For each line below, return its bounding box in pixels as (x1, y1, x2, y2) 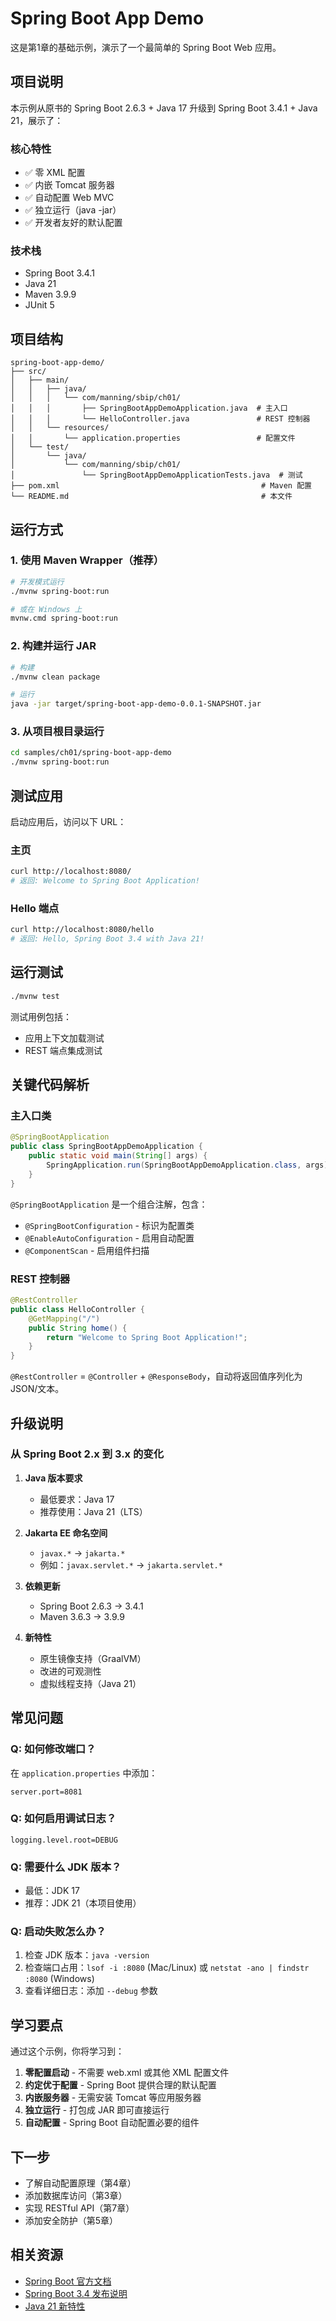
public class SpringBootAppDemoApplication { (10, 1142, 203, 1152)
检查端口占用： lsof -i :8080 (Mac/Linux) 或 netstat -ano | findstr (24, 1962, 310, 1974)
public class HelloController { (10, 1304, 145, 1314)
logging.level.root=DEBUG (10, 1835, 118, 1845)
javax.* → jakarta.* (39, 1547, 126, 1559)
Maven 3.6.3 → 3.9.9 (39, 1610, 125, 1622)
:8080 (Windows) (24, 1973, 95, 1985)
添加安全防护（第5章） (24, 2215, 119, 2227)
